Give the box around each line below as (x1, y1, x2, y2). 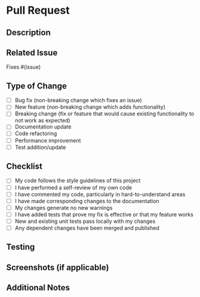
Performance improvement (14, 137, 81, 144)
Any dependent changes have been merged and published (14, 224, 159, 231)
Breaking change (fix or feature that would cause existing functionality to (14, 110, 195, 117)
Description (6, 27, 51, 38)
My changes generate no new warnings (14, 204, 113, 211)
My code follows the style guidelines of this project (14, 177, 141, 184)
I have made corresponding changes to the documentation (14, 197, 159, 204)
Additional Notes (6, 283, 70, 293)
